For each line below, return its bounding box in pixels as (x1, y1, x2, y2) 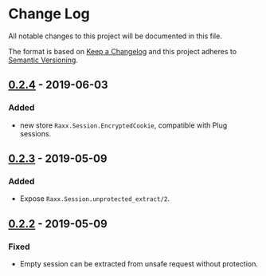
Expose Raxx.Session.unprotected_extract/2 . (19, 194, 170, 203)
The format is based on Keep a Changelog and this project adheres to (8, 46, 237, 56)
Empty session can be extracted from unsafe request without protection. (19, 259, 259, 268)
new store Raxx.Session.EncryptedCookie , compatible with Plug (19, 120, 228, 130)
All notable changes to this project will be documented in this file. (8, 31, 223, 41)
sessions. (19, 128, 52, 138)
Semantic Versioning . (8, 55, 78, 65)
